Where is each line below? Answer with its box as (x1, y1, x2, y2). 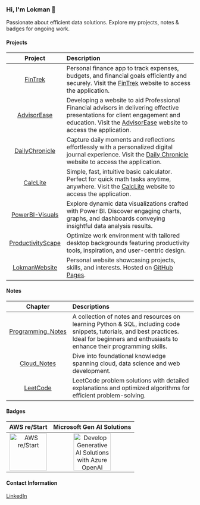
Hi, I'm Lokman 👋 (6, 5, 56, 14)
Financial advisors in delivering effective (66, 103, 179, 112)
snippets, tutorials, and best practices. (72, 327, 179, 335)
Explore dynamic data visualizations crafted (66, 199, 189, 208)
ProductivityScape (9, 239, 61, 247)
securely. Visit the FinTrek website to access (66, 79, 190, 87)
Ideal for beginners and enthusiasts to (72, 334, 179, 343)
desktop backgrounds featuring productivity (66, 239, 190, 247)
